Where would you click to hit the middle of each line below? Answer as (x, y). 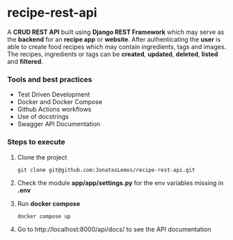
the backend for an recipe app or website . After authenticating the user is (114, 39)
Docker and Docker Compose (60, 102)
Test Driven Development (54, 94)
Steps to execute (37, 142)
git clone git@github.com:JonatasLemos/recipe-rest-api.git (106, 170)
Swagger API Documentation (59, 124)
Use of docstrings (43, 117)
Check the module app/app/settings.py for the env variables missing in (120, 182)
